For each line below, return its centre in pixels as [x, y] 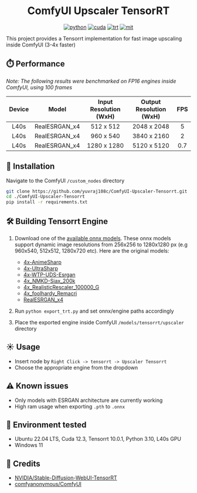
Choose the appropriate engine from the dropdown [76, 367]
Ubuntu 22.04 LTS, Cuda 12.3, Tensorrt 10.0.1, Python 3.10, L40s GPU [98, 439]
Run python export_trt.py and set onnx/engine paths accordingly [94, 311]
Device [19, 109]
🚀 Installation [30, 167]
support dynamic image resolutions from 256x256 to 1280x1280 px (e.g [101, 244]
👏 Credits [23, 463]
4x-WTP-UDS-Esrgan [49, 275]
